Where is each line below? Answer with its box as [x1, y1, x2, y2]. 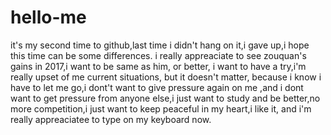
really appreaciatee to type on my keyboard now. [10, 113, 212, 125]
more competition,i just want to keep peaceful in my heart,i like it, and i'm [10, 102, 312, 115]
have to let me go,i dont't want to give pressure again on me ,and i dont [10, 81, 304, 93]
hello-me [10, 6, 87, 29]
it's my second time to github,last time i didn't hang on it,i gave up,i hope [10, 39, 310, 51]
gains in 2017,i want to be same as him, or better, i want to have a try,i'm [10, 60, 307, 72]
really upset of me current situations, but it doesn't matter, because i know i [10, 71, 322, 83]
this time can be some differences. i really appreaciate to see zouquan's [10, 49, 307, 61]
